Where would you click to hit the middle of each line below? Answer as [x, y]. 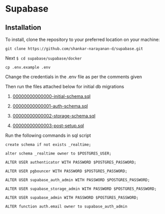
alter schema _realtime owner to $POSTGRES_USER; [59, 153]
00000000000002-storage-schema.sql [54, 116]
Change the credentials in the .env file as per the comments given [74, 77]
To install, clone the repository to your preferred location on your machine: [82, 39]
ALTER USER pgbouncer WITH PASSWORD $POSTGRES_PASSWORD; [66, 171]
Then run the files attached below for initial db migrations [65, 87]
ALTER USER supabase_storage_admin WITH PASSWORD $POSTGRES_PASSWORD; [81, 189]
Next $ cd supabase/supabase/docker [44, 58]
